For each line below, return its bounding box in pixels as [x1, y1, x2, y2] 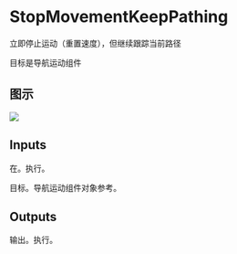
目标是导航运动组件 [9, 57, 82, 68]
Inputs [9, 137, 47, 153]
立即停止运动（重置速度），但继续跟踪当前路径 [9, 37, 181, 48]
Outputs [9, 208, 57, 225]
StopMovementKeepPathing [9, 6, 229, 27]
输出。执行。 [9, 235, 57, 246]
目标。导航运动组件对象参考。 [9, 182, 121, 193]
